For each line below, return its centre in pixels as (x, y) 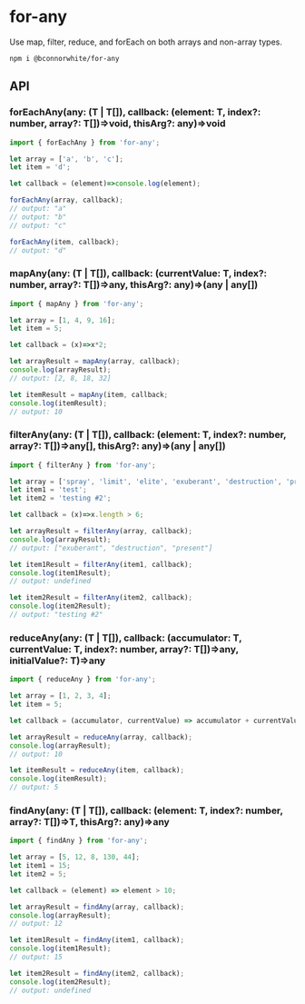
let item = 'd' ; (40, 167)
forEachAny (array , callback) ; (67, 200)
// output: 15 (36, 957)
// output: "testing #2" (56, 615)
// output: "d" (38, 250)
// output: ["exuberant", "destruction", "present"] (111, 548)
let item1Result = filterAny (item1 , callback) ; (101, 564)
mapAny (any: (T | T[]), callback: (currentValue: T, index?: (138, 273)
